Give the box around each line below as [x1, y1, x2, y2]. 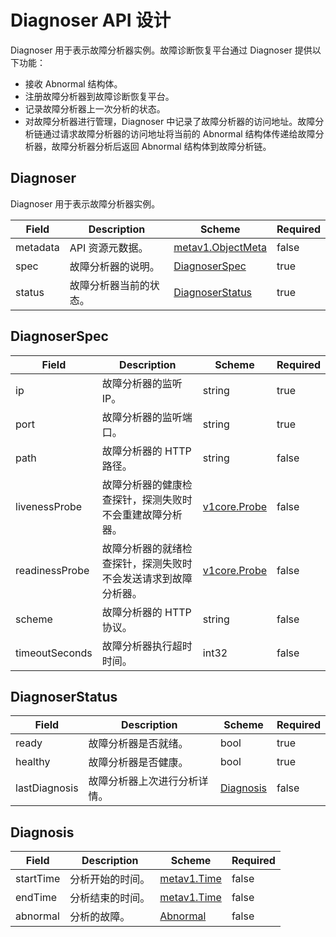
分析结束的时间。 [69, 891, 151, 905]
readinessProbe [15, 563, 90, 577]
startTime [15, 872, 61, 886]
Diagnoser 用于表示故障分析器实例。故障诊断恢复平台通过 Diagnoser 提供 [10, 44, 313, 56]
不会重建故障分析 [101, 507, 183, 521]
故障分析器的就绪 [101, 541, 183, 555]
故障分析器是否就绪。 [88, 737, 189, 751]
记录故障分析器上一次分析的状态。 [24, 102, 166, 115]
